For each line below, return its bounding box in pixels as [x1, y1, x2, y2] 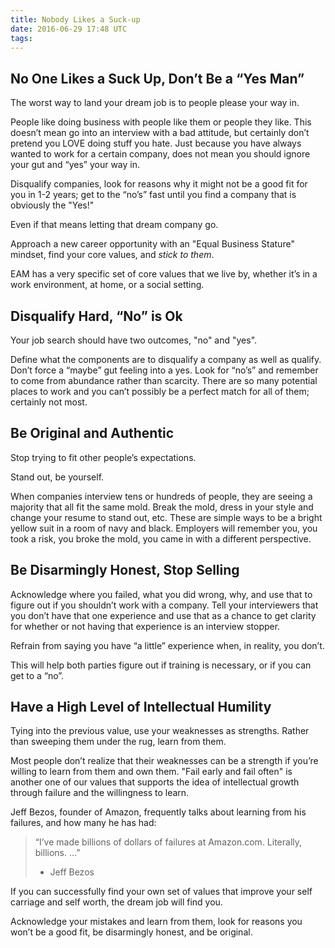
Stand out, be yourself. [10, 471, 105, 483]
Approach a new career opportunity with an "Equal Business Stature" [10, 238, 295, 250]
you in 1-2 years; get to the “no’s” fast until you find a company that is [10, 189, 297, 201]
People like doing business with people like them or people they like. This [10, 116, 312, 128]
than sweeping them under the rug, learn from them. [10, 736, 227, 748]
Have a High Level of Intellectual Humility [10, 699, 272, 716]
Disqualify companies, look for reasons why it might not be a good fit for [10, 178, 308, 190]
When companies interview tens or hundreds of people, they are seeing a [10, 490, 313, 502]
